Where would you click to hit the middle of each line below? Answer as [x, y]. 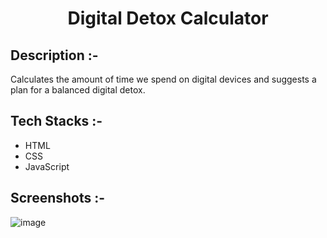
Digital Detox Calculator [168, 18]
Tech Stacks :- [56, 121]
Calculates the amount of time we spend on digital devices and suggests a [163, 79]
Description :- [54, 55]
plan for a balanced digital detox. [78, 90]
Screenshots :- [58, 198]
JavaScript [47, 166]
